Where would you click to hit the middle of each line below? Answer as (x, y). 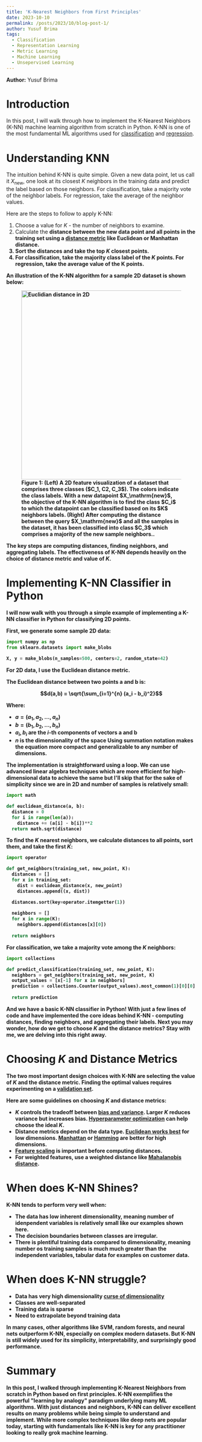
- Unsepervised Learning (43, 62)
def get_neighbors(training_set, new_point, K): (68, 869)
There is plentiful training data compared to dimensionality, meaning (103, 1242)
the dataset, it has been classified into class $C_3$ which (95, 528)
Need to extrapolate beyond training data (68, 1315)
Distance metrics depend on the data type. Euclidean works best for (102, 1131)
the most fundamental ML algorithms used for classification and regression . (100, 134)
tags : (13, 34)
